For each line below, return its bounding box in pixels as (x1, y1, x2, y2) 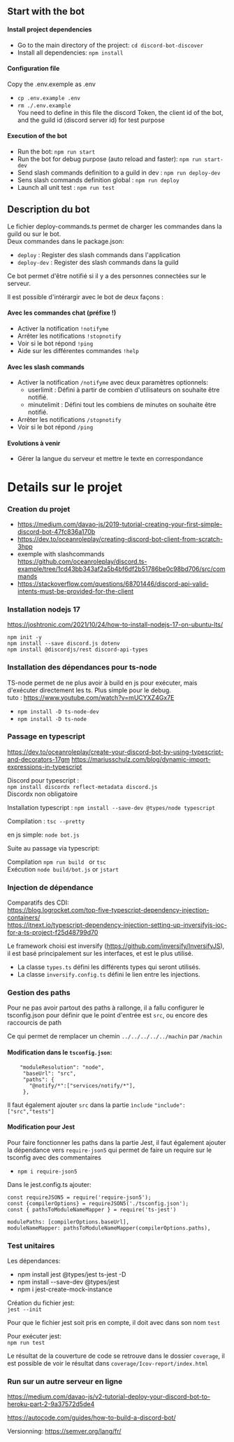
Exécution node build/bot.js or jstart (7, 865, 119, 873)
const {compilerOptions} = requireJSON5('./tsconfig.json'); (7, 1200, 189, 1207)
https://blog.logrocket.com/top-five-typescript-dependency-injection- (7, 906, 210, 914)
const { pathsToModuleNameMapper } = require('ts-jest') (7, 1206, 177, 1213)
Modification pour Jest (7, 1122, 75, 1131)
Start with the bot (7, 6, 85, 18)
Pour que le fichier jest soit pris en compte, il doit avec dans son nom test (7, 1319, 221, 1327)
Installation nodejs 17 (7, 604, 80, 614)
